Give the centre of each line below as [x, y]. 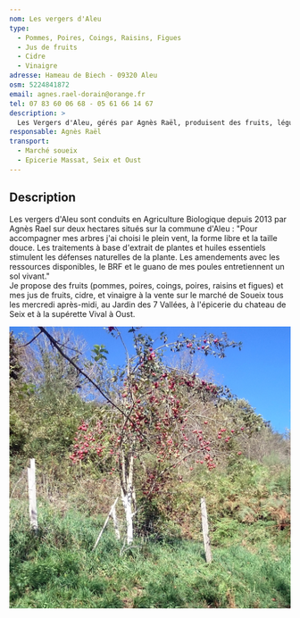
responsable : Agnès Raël [55, 132]
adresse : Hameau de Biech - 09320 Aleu [83, 76]
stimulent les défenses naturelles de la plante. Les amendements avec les [145, 257]
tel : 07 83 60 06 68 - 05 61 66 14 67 [81, 104]
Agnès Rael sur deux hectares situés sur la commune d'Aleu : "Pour [133, 229]
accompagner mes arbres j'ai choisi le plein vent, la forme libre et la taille [144, 238]
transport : [29, 142]
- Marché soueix [47, 151]
